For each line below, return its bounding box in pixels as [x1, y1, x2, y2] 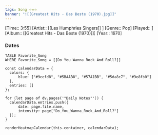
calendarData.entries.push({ [9, 100, 69, 105]
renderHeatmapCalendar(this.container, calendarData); [5, 125, 119, 130]
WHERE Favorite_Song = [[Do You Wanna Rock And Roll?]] [5, 57, 121, 62]
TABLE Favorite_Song [5, 53, 47, 58]
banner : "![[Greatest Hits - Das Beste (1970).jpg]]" [5, 12, 117, 17]
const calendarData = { [5, 66, 54, 71]
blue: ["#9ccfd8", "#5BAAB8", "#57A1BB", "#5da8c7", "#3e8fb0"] [18, 74, 152, 79]
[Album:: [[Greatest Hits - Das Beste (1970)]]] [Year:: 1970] [5, 30, 122, 36]
